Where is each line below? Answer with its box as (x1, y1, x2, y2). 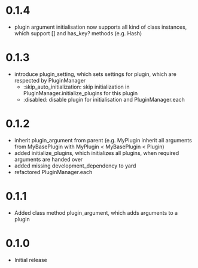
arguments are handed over (14, 156, 83, 163)
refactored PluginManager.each (14, 168, 93, 175)
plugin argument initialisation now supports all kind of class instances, (14, 23, 187, 31)
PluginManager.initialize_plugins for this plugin (23, 89, 138, 96)
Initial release (14, 256, 47, 263)
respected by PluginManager (14, 77, 86, 84)
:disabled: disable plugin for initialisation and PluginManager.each (23, 96, 185, 103)
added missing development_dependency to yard (14, 162, 136, 169)
